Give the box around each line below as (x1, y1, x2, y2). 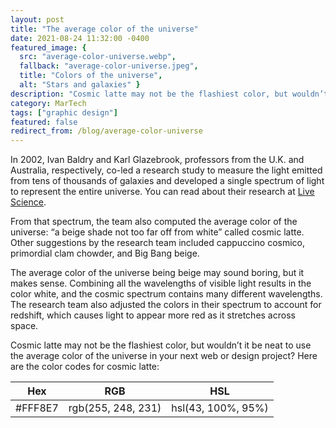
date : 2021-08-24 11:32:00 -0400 (10, 33, 150, 43)
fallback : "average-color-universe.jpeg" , (19, 61, 199, 71)
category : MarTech (10, 98, 87, 108)
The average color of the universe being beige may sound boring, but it (10, 267, 305, 279)
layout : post (10, 14, 65, 25)
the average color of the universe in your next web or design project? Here (10, 350, 318, 362)
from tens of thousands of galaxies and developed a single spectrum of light (10, 175, 325, 187)
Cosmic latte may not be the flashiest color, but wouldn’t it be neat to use (10, 339, 312, 351)
